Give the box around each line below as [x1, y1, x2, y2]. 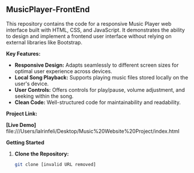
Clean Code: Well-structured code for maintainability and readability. [14, 99, 181, 106]
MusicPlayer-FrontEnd [6, 5, 90, 15]
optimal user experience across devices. [14, 67, 113, 75]
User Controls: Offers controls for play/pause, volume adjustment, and [14, 86, 185, 93]
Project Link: [6, 110, 38, 117]
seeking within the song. [14, 92, 74, 99]
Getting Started [6, 139, 45, 146]
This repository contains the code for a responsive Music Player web [6, 20, 172, 27]
